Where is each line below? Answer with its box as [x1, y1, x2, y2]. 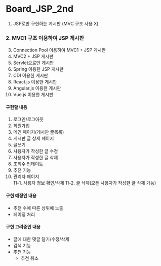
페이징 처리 [13, 211, 35, 217]
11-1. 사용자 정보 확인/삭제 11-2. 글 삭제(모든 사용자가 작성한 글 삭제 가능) [13, 180, 156, 186]
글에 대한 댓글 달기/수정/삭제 [13, 236, 70, 242]
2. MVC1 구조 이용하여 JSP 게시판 [6, 34, 84, 41]
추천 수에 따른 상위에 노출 [13, 204, 64, 211]
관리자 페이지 [13, 173, 39, 180]
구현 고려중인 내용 [6, 224, 41, 230]
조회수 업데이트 [13, 161, 44, 167]
